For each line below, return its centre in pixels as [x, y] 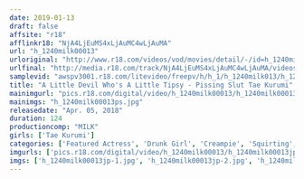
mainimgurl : [32, 93]
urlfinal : [28, 69]
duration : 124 [36, 118]
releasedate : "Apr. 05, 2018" [66, 110]
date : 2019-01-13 [42, 18]
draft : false [34, 26]
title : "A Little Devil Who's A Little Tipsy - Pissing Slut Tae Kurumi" [152, 85]
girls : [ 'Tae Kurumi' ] [52, 136]
